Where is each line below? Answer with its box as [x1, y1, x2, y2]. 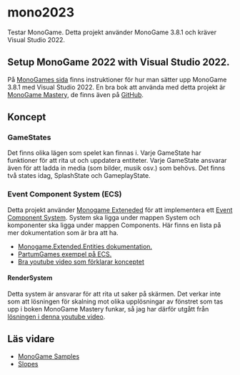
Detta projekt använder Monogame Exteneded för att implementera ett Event [7, 205, 233, 214]
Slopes [17, 359, 39, 368]
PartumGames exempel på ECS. [17, 249, 112, 258]
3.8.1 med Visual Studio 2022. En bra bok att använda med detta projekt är [7, 83, 226, 91]
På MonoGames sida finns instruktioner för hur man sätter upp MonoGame [7, 75, 227, 84]
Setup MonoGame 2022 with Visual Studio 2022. [7, 56, 230, 69]
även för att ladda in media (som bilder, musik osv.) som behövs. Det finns [7, 164, 226, 172]
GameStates [7, 133, 51, 143]
